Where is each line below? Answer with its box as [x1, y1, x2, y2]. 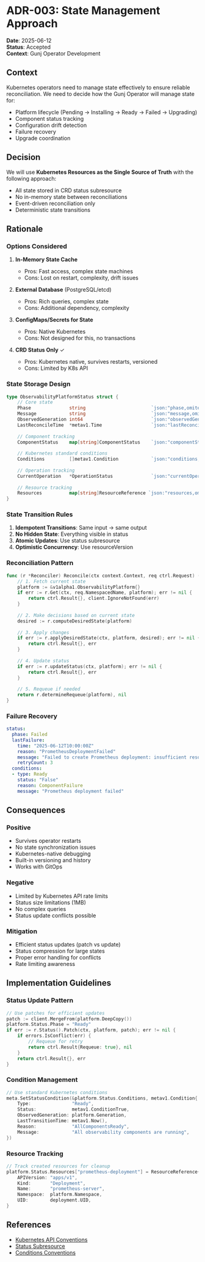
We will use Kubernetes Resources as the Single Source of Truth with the [6, 168, 194, 176]
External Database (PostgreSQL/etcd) [15, 286, 112, 294]
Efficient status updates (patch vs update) [15, 940, 121, 948]
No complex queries [15, 905, 67, 912]
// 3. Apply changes [17, 629, 70, 635]
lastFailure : [12, 737, 45, 743]
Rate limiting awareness [15, 960, 75, 967]
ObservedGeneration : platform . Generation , [17, 1112, 127, 1119]
